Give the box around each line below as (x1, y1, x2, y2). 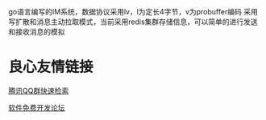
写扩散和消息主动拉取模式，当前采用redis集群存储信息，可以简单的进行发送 (8, 17, 258, 26)
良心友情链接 (8, 58, 94, 76)
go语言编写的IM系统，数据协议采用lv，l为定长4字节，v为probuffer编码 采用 (8, 7, 258, 16)
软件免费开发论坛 (8, 102, 65, 112)
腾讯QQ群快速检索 (8, 86, 69, 95)
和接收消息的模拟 (8, 27, 65, 36)
